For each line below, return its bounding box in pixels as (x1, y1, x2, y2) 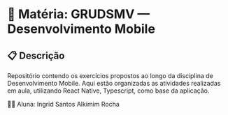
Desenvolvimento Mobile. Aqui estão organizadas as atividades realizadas (7, 79, 221, 87)
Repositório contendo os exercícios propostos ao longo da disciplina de (7, 72, 213, 79)
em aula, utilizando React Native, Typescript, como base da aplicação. (7, 86, 210, 95)
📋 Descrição (7, 49, 65, 61)
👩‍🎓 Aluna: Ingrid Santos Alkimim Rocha (7, 100, 120, 108)
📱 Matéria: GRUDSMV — (7, 6, 150, 22)
